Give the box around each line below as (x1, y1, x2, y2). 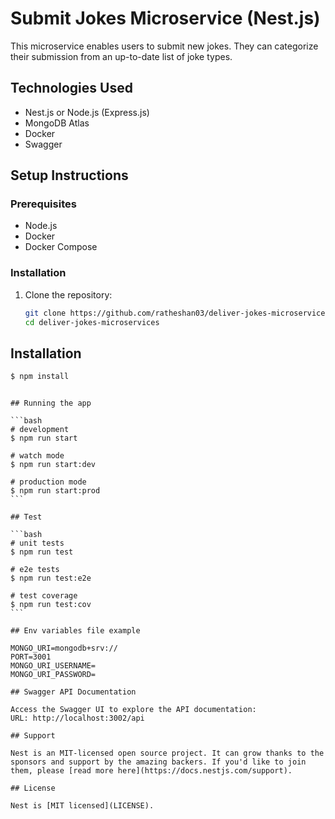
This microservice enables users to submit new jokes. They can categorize (10, 40, 319, 52)
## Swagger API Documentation (10, 687, 137, 697)
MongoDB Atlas (24, 117, 90, 129)
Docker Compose (24, 241, 98, 253)
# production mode (10, 477, 87, 487)
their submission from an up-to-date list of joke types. (10, 50, 233, 62)
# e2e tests (10, 565, 60, 575)
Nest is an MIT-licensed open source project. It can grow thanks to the (10, 748, 325, 759)
